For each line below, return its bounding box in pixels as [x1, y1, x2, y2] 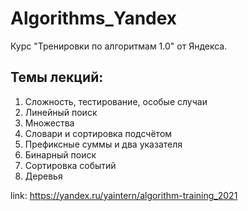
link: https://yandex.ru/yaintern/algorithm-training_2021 [10, 189, 238, 201]
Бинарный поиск [24, 148, 97, 161]
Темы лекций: [10, 69, 104, 86]
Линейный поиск [24, 106, 98, 118]
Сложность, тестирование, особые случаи [24, 95, 208, 107]
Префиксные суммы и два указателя [24, 138, 183, 150]
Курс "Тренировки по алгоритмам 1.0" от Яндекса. [10, 40, 228, 52]
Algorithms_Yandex [10, 7, 178, 30]
